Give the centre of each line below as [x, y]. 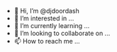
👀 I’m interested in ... [44, 18]
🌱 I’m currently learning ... [52, 26]
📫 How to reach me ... [47, 41]
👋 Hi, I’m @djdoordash [46, 11]
